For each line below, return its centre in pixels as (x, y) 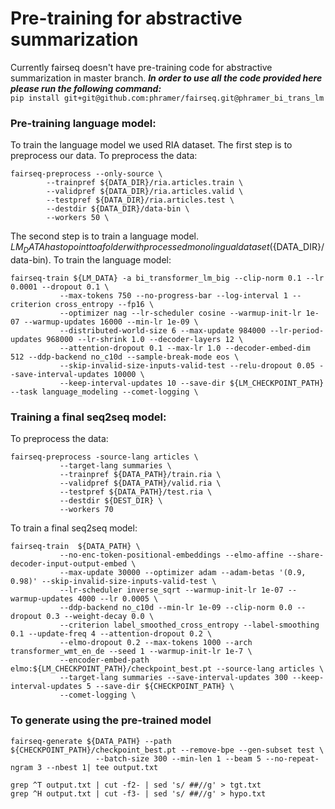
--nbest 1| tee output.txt (102, 767)
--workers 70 (86, 510)
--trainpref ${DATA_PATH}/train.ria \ (140, 475)
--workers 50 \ (78, 218)
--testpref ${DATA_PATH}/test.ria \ (136, 492)
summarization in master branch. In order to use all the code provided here (166, 78)
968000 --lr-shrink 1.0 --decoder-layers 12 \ (145, 340)
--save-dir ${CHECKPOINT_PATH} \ (165, 687)
